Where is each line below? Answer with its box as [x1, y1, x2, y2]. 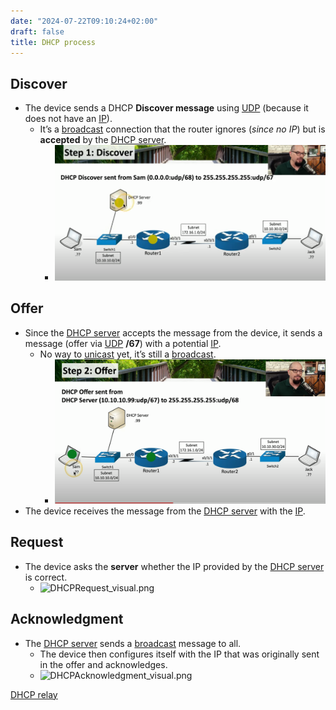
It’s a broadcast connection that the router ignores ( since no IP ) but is [39, 123, 326, 135]
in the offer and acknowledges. [39, 658, 168, 670]
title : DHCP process [10, 37, 97, 47]
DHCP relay [10, 688, 58, 700]
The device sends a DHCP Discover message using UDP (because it [24, 102, 309, 114]
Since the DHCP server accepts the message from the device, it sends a [24, 326, 323, 339]
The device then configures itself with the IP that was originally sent [39, 648, 320, 660]
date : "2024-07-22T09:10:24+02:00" [10, 16, 159, 26]
